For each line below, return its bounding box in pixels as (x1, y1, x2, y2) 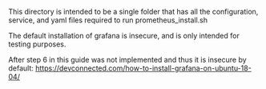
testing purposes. (8, 39, 66, 49)
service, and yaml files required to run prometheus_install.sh (8, 15, 208, 25)
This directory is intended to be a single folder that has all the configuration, (8, 7, 259, 16)
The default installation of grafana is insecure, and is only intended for (8, 31, 240, 40)
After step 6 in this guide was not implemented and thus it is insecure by (8, 55, 247, 64)
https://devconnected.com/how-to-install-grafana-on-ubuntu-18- (34, 63, 252, 73)
